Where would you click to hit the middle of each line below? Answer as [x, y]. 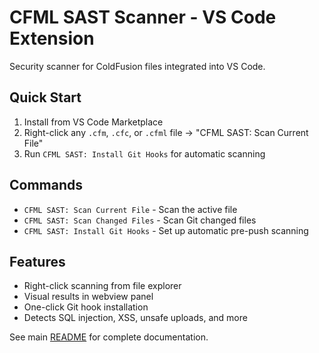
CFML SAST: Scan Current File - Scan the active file [130, 209]
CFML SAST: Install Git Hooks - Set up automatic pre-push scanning [166, 230]
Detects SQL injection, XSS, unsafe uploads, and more [135, 318]
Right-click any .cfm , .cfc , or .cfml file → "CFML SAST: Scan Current [166, 132]
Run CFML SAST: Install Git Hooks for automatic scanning [144, 153]
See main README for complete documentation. [109, 337]
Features [37, 261]
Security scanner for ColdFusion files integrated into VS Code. [137, 66]
